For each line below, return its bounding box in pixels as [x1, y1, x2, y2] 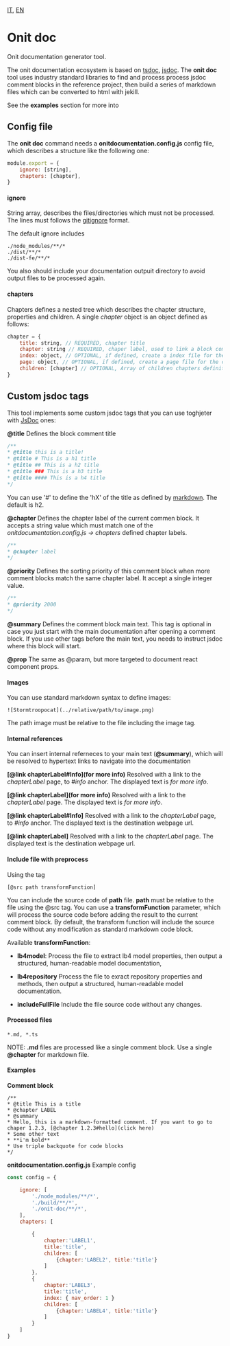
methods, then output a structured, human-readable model [16, 979, 183, 988]
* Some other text [7, 1130, 60, 1137]
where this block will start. [7, 641, 81, 650]
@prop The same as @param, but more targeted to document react [7, 655, 199, 663]
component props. [7, 662, 60, 670]
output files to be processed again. [7, 274, 106, 282]
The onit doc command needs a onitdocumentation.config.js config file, [7, 139, 214, 147]
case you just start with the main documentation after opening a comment [7, 627, 216, 635]
